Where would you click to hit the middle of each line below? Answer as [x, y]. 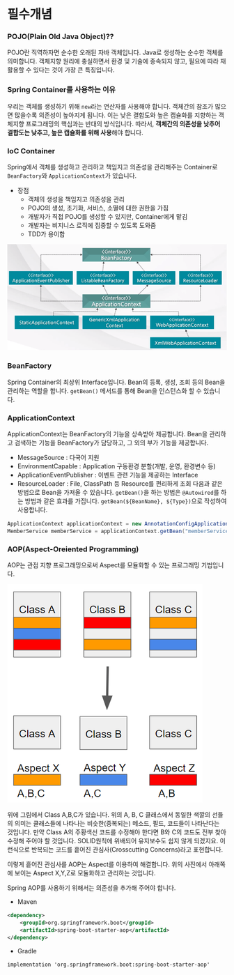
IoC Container [31, 151]
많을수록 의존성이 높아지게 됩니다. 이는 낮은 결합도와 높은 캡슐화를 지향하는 [116, 115]
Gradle [27, 951]
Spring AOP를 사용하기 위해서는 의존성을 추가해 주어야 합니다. [92, 888]
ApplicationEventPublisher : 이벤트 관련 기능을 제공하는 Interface [108, 475]
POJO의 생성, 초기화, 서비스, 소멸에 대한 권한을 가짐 [98, 208]
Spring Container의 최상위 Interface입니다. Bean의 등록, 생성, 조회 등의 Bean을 [116, 382]
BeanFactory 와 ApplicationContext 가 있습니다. [72, 176]
